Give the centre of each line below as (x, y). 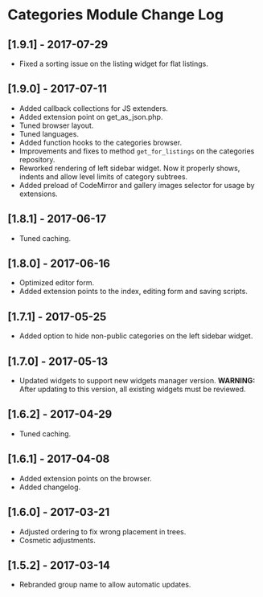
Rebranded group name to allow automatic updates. (105, 585)
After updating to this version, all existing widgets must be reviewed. (132, 389)
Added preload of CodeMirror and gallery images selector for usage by (137, 185)
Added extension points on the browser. (85, 478)
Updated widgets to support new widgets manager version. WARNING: (137, 381)
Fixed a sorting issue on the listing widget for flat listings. (113, 63)
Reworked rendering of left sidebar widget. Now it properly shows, (129, 168)
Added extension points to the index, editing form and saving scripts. (134, 292)
